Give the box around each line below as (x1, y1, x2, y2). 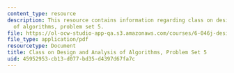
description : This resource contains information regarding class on (7, 17, 214, 24)
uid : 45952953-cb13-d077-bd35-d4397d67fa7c (7, 56, 136, 63)
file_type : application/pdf (7, 36, 89, 43)
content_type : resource (7, 10, 77, 17)
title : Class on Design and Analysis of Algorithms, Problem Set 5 (7, 49, 208, 56)
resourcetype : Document (7, 42, 77, 49)
